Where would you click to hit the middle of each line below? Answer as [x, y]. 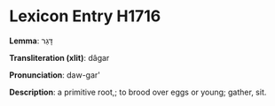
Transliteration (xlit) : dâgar [59, 57]
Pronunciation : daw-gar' [55, 75]
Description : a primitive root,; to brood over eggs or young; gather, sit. [138, 92]
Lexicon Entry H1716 [85, 16]
